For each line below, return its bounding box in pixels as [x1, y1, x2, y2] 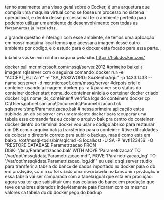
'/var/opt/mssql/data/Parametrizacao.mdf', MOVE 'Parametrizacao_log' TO [5, 153, 156, 159]
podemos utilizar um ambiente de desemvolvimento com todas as [5, 20, 138, 26]
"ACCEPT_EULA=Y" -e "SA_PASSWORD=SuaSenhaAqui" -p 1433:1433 [5, 75, 148, 80]
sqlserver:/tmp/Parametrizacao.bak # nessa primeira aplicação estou [5, 106, 145, 112]
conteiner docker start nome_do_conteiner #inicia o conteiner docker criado [5, 90, 159, 96]
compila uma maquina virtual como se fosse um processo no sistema [5, 9, 145, 15]
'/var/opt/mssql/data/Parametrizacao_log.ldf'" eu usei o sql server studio [5, 158, 152, 164]
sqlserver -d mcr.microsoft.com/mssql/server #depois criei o [17, 80, 141, 86]
